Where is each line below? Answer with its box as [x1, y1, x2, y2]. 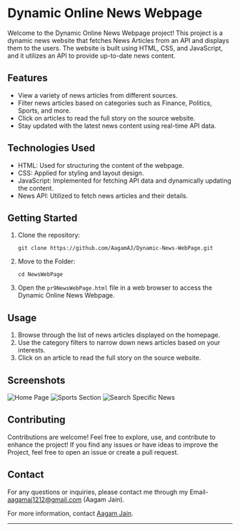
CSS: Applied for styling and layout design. [17, 168, 144, 177]
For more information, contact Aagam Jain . [7, 509, 134, 517]
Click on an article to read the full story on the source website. [17, 353, 201, 362]
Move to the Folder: [17, 257, 76, 265]
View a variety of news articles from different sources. [17, 91, 178, 99]
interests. [17, 346, 46, 355]
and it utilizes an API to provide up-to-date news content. [7, 51, 176, 60]
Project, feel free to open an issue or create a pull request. [7, 447, 179, 456]
